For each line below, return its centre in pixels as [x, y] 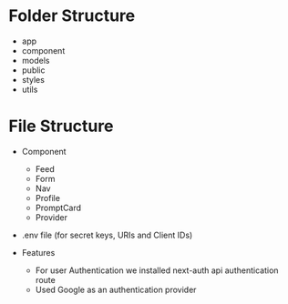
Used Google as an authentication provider [116, 289]
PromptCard [58, 208]
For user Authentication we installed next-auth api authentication [157, 270]
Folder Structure [72, 16]
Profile [48, 198]
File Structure [61, 126]
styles [33, 79]
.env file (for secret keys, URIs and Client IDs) [107, 235]
